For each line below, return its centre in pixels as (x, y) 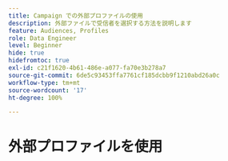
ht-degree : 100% (35, 98)
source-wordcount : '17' (48, 90)
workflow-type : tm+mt (44, 83)
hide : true (26, 53)
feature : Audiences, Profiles (59, 30)
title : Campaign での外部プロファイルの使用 (76, 16)
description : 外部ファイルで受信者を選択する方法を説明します (100, 23)
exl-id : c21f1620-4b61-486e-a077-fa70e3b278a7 (87, 68)
